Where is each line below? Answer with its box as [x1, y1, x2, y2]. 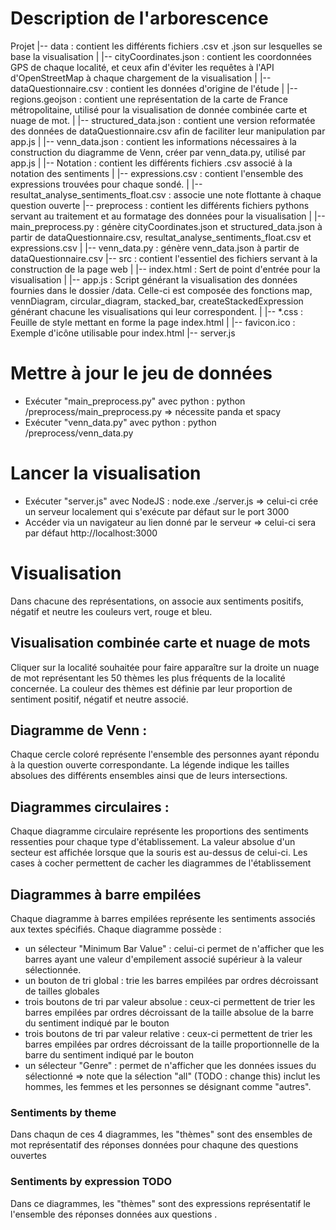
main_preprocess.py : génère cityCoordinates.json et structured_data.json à [10, 220, 323, 232]
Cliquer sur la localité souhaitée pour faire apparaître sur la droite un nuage [10, 661, 320, 673]
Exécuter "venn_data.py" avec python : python [24, 416, 217, 428]
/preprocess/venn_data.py [24, 427, 134, 439]
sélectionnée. [24, 964, 82, 976]
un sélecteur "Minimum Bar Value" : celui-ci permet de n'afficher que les [24, 943, 325, 954]
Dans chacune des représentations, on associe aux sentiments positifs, [10, 595, 304, 607]
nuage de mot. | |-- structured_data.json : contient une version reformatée [10, 114, 316, 126]
